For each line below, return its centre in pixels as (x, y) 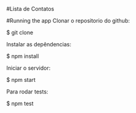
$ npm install (23, 56)
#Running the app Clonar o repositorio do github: (68, 20)
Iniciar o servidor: (28, 68)
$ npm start (21, 80)
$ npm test (20, 104)
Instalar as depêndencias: (39, 44)
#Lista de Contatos (30, 9)
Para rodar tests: (27, 92)
